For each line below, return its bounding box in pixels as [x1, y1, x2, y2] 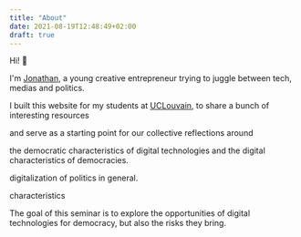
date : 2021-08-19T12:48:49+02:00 [9, 22, 137, 31]
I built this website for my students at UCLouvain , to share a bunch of [9, 100, 270, 111]
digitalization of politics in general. [9, 172, 139, 183]
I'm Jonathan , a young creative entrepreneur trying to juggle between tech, [9, 73, 292, 84]
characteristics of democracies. [9, 155, 130, 166]
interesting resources [9, 110, 89, 121]
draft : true [9, 30, 55, 39]
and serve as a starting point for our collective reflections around [9, 128, 254, 139]
